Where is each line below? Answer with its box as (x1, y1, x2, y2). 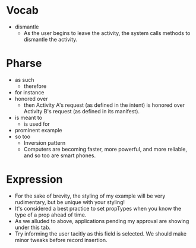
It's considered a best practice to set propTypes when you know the (14, 205, 182, 212)
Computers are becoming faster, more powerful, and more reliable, (23, 145, 187, 152)
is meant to (14, 114, 43, 121)
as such (14, 76, 34, 83)
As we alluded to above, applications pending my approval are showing (14, 217, 189, 224)
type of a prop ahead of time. (14, 211, 87, 218)
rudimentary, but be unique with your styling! (14, 198, 125, 205)
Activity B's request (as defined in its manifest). (23, 107, 140, 115)
